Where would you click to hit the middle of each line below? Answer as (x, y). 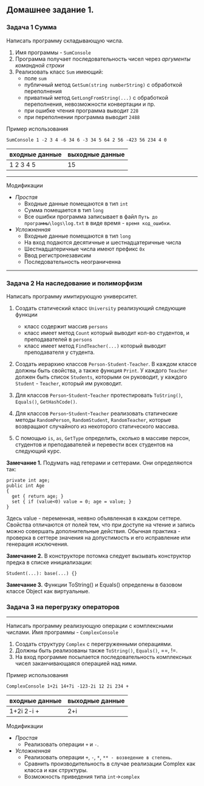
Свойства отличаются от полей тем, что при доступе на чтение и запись (101, 525)
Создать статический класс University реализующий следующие (100, 308)
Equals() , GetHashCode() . (46, 401)
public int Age (25, 486)
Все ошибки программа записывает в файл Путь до (91, 216)
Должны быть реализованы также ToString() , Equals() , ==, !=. (96, 650)
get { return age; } (38, 496)
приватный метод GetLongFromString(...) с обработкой (96, 97)
